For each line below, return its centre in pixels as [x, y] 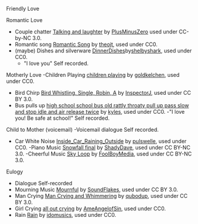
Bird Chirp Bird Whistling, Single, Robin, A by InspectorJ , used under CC [103, 93]
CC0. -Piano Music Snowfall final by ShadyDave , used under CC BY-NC [103, 147]
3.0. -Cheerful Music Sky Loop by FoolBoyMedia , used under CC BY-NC [103, 154]
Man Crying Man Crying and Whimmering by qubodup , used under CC [101, 196]
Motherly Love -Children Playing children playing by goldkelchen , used [93, 75]
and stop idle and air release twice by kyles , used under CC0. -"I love [100, 112]
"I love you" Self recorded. [56, 63]
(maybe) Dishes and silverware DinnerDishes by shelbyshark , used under [103, 51]
